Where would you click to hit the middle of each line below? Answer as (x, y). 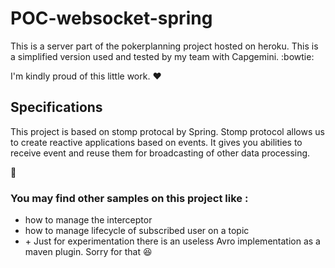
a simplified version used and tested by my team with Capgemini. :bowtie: (162, 56)
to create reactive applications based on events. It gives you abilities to (156, 142)
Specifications (56, 107)
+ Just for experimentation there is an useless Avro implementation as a (172, 241)
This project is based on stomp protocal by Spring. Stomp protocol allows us (167, 131)
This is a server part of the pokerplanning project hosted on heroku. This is (164, 46)
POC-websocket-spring (111, 18)
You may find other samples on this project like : (129, 198)
